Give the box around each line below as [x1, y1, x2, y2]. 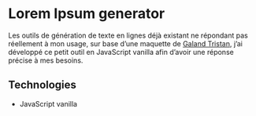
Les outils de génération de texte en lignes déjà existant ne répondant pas [8, 31, 248, 40]
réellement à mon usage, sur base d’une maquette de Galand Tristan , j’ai [8, 38, 243, 48]
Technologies [8, 78, 77, 92]
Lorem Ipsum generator [8, 5, 165, 23]
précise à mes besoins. [8, 56, 83, 65]
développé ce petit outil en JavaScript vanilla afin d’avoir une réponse [8, 47, 234, 56]
